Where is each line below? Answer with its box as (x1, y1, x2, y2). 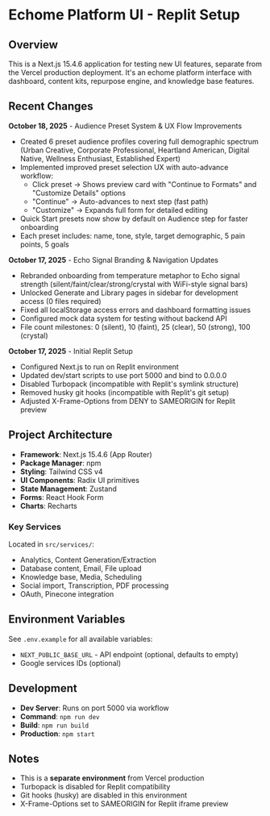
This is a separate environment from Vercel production (19, 773, 205, 783)
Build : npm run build (19, 720, 89, 730)
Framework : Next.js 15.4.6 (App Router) (19, 449, 153, 459)
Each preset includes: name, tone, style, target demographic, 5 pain (19, 231, 246, 240)
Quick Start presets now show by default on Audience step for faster (19, 214, 248, 223)
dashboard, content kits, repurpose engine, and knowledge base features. (8, 77, 255, 85)
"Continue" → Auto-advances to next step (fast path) (31, 196, 209, 206)
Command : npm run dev (19, 711, 100, 721)
